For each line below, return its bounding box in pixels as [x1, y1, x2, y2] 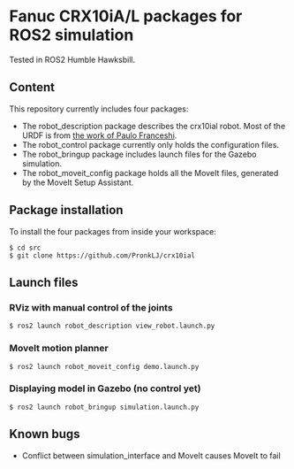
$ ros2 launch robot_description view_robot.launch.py [9, 321, 215, 331]
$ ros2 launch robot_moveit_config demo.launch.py [9, 362, 200, 371]
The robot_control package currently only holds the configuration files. [21, 139, 280, 150]
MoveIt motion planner [9, 342, 109, 355]
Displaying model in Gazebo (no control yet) [9, 382, 201, 395]
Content [9, 80, 56, 95]
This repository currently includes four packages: [9, 104, 189, 114]
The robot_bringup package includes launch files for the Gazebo [21, 149, 258, 159]
